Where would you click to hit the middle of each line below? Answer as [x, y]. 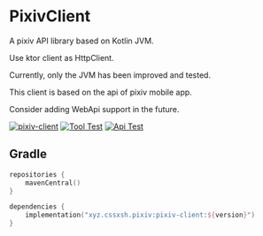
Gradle [28, 154]
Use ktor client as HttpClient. [62, 57]
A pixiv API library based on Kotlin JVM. [81, 41]
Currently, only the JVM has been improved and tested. [110, 75]
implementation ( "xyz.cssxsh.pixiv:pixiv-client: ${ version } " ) [140, 215]
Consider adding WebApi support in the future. [94, 109]
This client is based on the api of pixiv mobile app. [101, 92]
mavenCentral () [53, 183]
